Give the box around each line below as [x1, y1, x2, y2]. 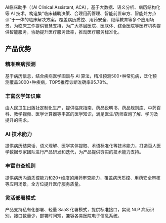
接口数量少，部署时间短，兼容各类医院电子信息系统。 [13, 213, 122, 219]
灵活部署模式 [5, 194, 36, 201]
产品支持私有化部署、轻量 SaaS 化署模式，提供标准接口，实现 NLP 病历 [5, 206, 150, 212]
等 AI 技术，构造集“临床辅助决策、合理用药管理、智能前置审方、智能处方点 [5, 10, 157, 16]
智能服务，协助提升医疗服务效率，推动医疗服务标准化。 [9, 29, 122, 35]
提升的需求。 [5, 117, 31, 123]
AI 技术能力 [5, 130, 32, 137]
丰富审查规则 [5, 162, 36, 169]
